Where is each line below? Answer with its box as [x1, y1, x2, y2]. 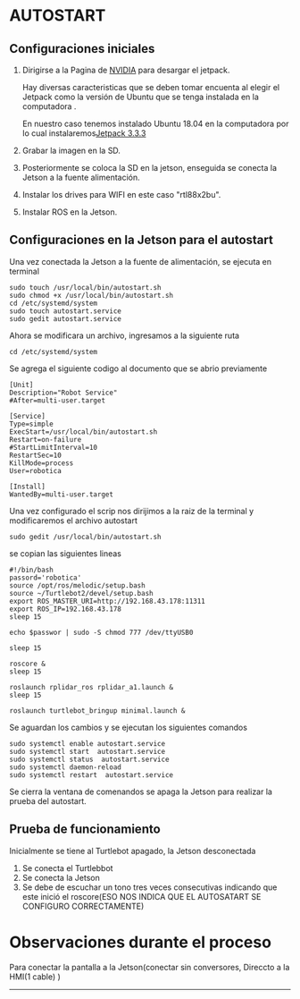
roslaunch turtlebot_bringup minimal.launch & [9, 706, 186, 715]
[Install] [9, 482, 46, 491]
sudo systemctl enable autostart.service [9, 739, 166, 748]
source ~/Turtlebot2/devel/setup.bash [9, 588, 154, 597]
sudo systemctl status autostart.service [9, 755, 170, 764]
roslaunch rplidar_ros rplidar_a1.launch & [9, 682, 174, 691]
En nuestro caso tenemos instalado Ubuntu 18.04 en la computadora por [21, 118, 289, 129]
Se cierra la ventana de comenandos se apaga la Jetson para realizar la [9, 786, 272, 797]
